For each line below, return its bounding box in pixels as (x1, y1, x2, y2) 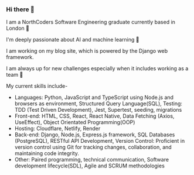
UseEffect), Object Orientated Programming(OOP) (14, 119, 135, 126)
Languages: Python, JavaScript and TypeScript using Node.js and (14, 94, 174, 101)
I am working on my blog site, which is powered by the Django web (6, 47, 168, 54)
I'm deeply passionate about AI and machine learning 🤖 (6, 36, 139, 43)
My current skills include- (6, 83, 68, 90)
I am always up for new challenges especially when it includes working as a (6, 65, 189, 72)
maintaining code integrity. (14, 150, 79, 157)
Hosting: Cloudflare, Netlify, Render (14, 125, 101, 132)
